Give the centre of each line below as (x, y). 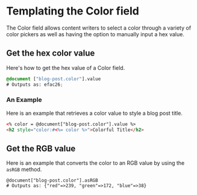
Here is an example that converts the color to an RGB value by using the (95, 163)
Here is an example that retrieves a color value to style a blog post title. (94, 113)
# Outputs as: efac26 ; (35, 85)
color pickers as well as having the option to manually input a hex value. (95, 34)
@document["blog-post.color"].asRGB (52, 181)
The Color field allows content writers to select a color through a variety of (99, 28)
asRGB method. (24, 170)
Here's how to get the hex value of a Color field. (66, 68)
